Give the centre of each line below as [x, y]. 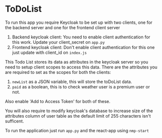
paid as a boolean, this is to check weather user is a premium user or [81, 86]
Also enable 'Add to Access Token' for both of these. [58, 101]
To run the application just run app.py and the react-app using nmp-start [77, 130]
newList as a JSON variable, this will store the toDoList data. [72, 82]
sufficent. [15, 121]
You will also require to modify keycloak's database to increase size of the [79, 111]
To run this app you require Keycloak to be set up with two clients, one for [79, 22]
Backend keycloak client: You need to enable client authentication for [81, 37]
